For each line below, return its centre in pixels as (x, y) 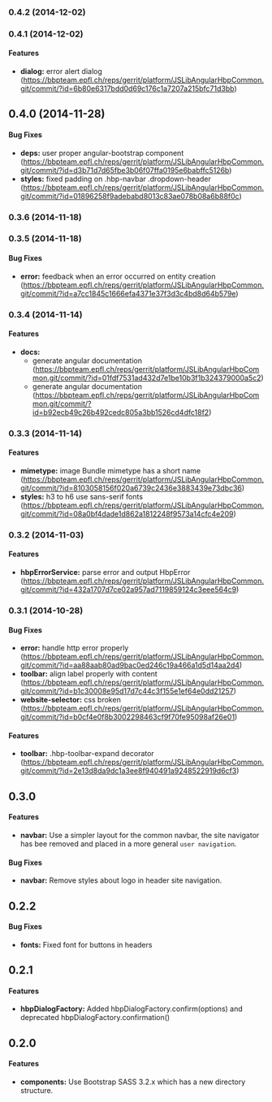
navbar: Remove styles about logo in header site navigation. (121, 880)
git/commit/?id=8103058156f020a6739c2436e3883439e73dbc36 (131, 488)
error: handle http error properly (74, 648)
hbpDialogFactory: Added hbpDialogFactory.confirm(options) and (132, 1009)
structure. (37, 1090)
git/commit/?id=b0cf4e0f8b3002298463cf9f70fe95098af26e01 (127, 717)
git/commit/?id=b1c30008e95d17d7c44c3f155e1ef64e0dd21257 (127, 691)
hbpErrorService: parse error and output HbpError (105, 573)
